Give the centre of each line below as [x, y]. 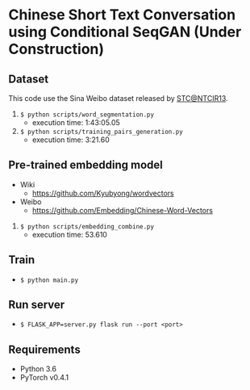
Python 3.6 [38, 369]
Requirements [44, 349]
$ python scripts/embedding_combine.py [87, 226]
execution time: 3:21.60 [71, 140]
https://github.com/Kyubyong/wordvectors [103, 193]
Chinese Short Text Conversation [122, 15]
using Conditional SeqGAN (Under [125, 32]
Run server [37, 305]
